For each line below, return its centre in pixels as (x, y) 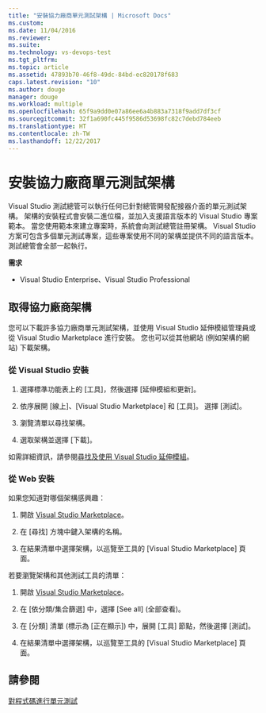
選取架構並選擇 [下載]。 (58, 439)
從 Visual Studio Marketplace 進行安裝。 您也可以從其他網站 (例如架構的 (125, 337)
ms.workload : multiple (46, 104)
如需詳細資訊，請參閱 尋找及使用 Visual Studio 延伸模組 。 (101, 457)
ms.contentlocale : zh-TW (49, 133)
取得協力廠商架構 (50, 307)
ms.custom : (26, 23)
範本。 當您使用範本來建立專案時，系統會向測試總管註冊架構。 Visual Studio (132, 226)
